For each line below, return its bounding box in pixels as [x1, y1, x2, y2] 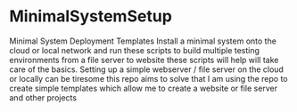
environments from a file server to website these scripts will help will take [9, 54, 279, 65]
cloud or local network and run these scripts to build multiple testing [9, 44, 260, 55]
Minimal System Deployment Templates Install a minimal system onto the [9, 36, 276, 46]
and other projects [9, 92, 78, 103]
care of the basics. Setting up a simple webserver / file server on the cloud [9, 64, 284, 75]
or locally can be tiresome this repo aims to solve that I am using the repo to [9, 73, 288, 84]
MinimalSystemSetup [9, 6, 172, 27]
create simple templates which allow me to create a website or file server [9, 83, 278, 93]
